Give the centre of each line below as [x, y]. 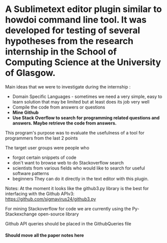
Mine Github [25, 112]
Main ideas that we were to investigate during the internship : [68, 86]
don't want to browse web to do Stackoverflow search [68, 162]
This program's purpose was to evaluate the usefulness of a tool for [75, 132]
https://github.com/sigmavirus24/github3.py [51, 199]
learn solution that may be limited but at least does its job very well [81, 101]
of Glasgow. [30, 73]
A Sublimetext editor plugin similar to [83, 9]
